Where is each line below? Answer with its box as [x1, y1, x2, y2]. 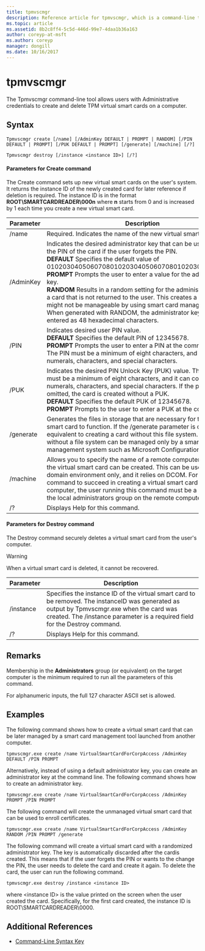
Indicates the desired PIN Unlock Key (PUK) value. [46, 366, 191, 375]
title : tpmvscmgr [6, 9, 51, 15]
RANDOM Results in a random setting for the [46, 285, 175, 294]
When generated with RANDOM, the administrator [46, 308, 190, 317]
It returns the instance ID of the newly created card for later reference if [6, 185, 187, 192]
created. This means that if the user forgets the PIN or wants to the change [6, 855, 195, 862]
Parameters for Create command [6, 165, 92, 172]
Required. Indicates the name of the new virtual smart [46, 229, 200, 238]
